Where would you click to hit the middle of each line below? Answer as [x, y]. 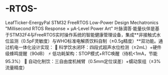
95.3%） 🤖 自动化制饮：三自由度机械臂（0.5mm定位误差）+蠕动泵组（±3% [83, 61]
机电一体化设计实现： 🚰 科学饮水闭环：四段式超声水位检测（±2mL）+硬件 [86, 47]
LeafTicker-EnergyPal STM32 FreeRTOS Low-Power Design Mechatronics [82, 22]
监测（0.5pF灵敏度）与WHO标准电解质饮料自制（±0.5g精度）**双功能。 [84, 41]
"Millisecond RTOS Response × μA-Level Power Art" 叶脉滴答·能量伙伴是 [80, 28]
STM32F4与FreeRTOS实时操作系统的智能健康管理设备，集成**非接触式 [83, 34]
